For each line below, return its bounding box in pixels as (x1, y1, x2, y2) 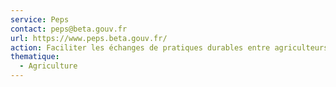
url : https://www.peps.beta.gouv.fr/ (10, 33, 168, 43)
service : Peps (10, 14, 70, 25)
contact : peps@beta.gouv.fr (10, 24, 128, 34)
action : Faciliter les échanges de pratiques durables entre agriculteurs (10, 42, 329, 53)
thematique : (10, 52, 60, 62)
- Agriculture (19, 61, 78, 71)
